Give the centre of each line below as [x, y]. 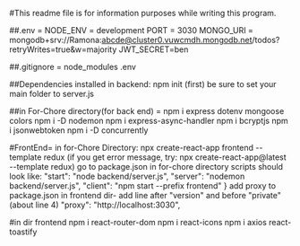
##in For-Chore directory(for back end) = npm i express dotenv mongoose [147, 111]
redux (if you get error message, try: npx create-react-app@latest [165, 157]
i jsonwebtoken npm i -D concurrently [79, 130]
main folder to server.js [52, 94]
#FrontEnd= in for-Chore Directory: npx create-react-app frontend [131, 148]
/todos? [266, 40]
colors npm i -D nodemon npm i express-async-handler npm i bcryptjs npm [149, 121]
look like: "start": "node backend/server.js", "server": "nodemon [127, 176]
